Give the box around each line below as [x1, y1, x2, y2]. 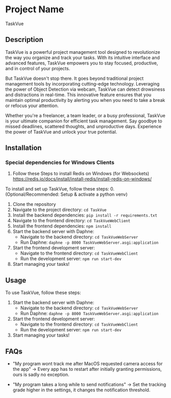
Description [5, 35, 43, 44]
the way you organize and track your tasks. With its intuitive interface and [5, 54, 160, 60]
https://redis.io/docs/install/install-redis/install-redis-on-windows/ [12, 176, 152, 182]
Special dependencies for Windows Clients [5, 159, 115, 166]
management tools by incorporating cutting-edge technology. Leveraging [5, 80, 160, 87]
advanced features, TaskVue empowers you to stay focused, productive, [5, 60, 158, 66]
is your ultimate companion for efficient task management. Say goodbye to [5, 118, 162, 124]
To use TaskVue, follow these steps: [5, 289, 82, 296]
